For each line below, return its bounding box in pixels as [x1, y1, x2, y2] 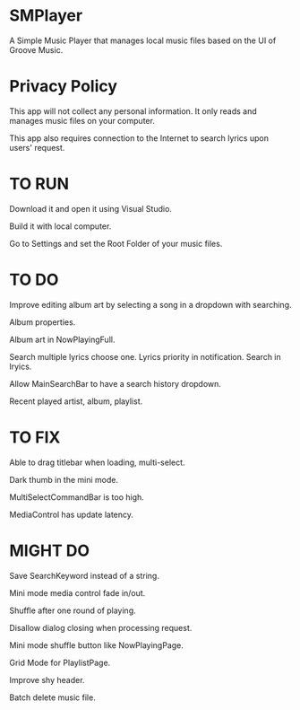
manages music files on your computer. [9, 115, 155, 126]
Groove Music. [9, 44, 64, 55]
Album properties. [9, 316, 76, 328]
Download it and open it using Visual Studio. [9, 203, 173, 214]
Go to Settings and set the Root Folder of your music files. [9, 238, 223, 249]
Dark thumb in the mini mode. [9, 474, 119, 485]
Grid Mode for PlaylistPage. [9, 657, 111, 668]
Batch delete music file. [9, 692, 96, 703]
